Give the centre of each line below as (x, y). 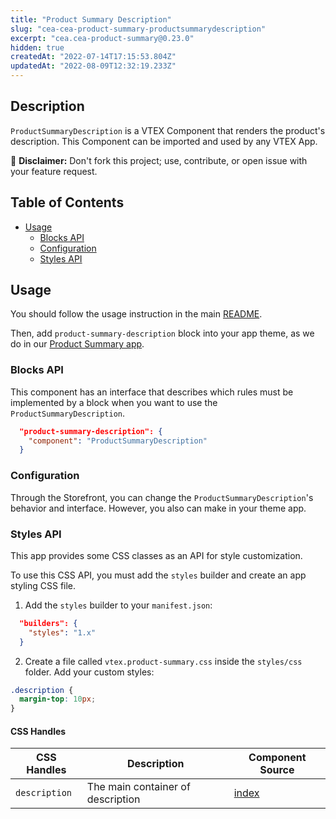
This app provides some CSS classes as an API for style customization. (156, 555)
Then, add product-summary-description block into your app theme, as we (162, 333)
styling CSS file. (43, 585)
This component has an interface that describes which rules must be (152, 392)
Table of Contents (67, 202)
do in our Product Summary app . (77, 344)
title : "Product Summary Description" (91, 19)
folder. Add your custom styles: (89, 672)
